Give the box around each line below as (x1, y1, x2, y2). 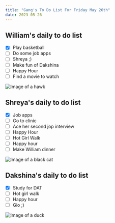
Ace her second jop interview (12, 123, 75, 129)
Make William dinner (12, 146, 56, 152)
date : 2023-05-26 (5, 12, 42, 17)
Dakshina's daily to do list (5, 171, 89, 180)
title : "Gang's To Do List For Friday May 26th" (5, 7, 110, 13)
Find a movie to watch (12, 73, 60, 79)
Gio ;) (12, 202, 24, 208)
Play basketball (12, 44, 45, 51)
